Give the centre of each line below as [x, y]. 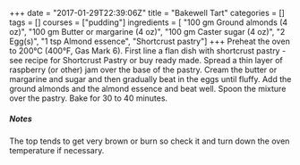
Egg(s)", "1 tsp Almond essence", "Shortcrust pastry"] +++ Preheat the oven [150, 41]
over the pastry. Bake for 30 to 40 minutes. [89, 98]
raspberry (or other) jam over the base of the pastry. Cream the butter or [143, 70]
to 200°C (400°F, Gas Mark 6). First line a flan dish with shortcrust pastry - [148, 51]
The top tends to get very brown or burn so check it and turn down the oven [150, 141]
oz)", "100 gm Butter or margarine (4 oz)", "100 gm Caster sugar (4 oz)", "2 [147, 32]
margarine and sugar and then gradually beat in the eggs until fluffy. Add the [150, 79]
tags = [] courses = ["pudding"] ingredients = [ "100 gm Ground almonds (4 [149, 22]
